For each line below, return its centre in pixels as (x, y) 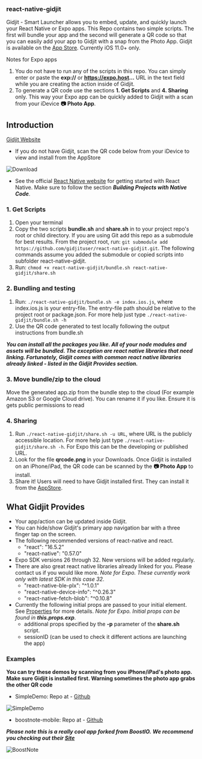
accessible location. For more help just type (69, 440)
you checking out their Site (41, 738)
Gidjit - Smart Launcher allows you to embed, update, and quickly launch (96, 22)
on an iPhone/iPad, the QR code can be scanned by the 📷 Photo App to (104, 466)
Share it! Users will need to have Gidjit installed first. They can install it (102, 481)
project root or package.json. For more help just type (80, 314)
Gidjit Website (23, 139)
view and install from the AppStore (58, 158)
